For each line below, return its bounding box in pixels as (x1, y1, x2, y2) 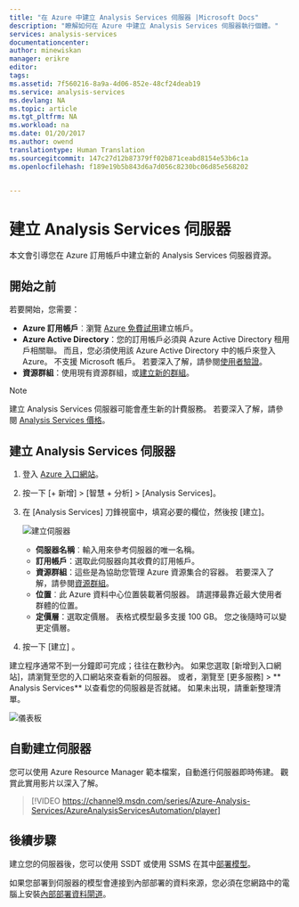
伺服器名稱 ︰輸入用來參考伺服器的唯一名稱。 (35, 544, 200, 555)
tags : (9, 71, 29, 80)
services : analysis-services (9, 29, 117, 38)
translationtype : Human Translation (9, 145, 145, 154)
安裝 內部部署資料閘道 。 (24, 888, 111, 899)
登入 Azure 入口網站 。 (21, 469, 104, 479)
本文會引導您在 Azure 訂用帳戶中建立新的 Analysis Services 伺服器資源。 (9, 250, 277, 261)
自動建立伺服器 (9, 741, 92, 756)
